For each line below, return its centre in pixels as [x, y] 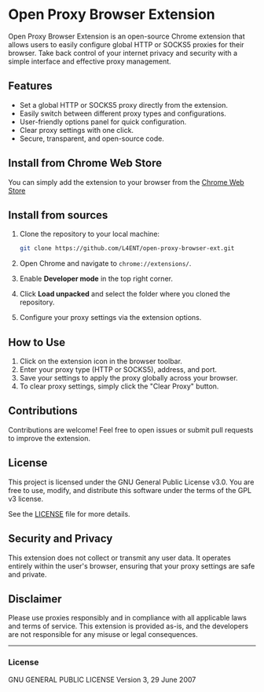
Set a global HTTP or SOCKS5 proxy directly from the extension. [123, 105]
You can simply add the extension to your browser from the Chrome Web [126, 182]
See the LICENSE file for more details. [70, 513]
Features [30, 86]
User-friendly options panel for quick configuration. [103, 121]
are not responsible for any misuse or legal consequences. [103, 635]
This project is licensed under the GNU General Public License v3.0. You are [131, 482]
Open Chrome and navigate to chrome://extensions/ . [105, 263]
